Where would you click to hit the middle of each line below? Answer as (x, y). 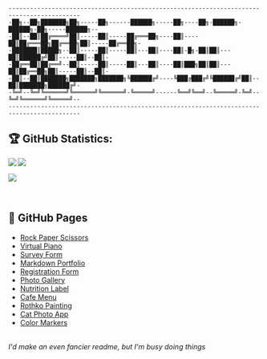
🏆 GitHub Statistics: (61, 139)
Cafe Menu (38, 296)
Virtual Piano (41, 246)
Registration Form (49, 271)
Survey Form (41, 254)
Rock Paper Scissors (54, 237)
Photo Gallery (42, 280)
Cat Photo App (44, 314)
